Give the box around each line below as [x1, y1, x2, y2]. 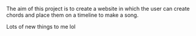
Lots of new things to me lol [6, 23, 76, 30]
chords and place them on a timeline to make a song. [6, 11, 139, 19]
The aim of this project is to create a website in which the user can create [6, 5, 190, 12]
